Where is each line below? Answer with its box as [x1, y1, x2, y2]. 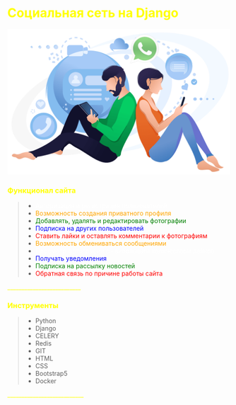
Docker [35, 377, 57, 385]
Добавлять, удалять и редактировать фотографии [35, 217, 187, 225]
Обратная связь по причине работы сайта [35, 269, 163, 278]
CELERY [35, 331, 59, 341]
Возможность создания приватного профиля [35, 209, 172, 217]
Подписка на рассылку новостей [35, 262, 136, 270]
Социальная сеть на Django [7, 5, 179, 21]
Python [35, 316, 57, 325]
